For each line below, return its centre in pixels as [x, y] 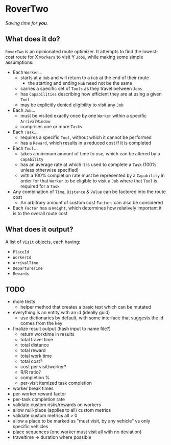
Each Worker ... [27, 72]
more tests [24, 301]
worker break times [33, 388]
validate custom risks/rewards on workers [57, 405]
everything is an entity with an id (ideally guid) [61, 313]
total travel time [37, 340]
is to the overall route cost [40, 213]
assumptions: [19, 62]
